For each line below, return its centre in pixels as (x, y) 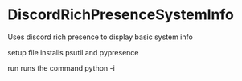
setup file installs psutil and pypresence (73, 52)
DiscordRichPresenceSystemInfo (121, 15)
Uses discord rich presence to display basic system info (100, 37)
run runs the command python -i (62, 68)
